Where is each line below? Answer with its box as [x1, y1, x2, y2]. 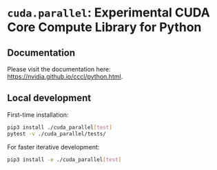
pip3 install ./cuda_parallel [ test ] [7, 124, 112, 131]
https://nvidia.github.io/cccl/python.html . [7, 72, 123, 81]
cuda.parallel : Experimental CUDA [7, 5, 210, 21]
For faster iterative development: [7, 142, 100, 151]
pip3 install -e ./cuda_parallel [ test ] [7, 156, 122, 163]
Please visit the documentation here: [7, 65, 112, 73]
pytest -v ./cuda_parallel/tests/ [7, 130, 107, 137]
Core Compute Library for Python [7, 19, 202, 35]
